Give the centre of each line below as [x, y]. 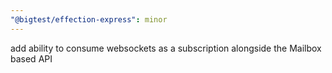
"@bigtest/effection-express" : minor [89, 19]
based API [31, 58]
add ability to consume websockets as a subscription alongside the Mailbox [166, 48]
